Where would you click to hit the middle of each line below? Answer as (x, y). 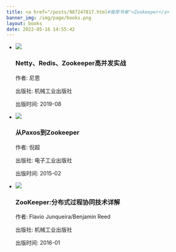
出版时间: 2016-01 (38, 243)
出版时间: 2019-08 (38, 104)
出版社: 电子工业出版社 (43, 160)
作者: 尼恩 (28, 78)
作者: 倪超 (28, 147)
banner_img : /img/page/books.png (49, 18)
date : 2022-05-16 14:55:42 (41, 29)
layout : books (24, 23)
